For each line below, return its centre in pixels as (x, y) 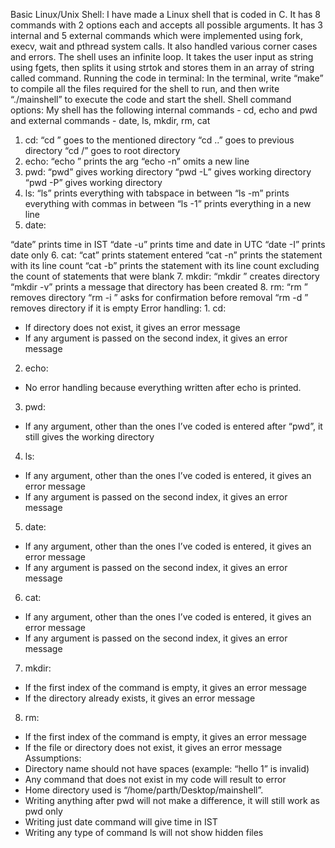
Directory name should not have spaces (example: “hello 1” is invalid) (167, 768)
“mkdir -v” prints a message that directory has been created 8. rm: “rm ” (159, 287)
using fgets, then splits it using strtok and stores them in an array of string (162, 67)
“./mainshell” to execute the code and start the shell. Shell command (151, 99)
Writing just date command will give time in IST (121, 822)
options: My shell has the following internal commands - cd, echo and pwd (164, 110)
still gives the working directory (89, 437)
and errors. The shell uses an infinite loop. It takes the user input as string (162, 57)
